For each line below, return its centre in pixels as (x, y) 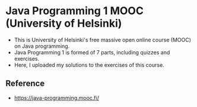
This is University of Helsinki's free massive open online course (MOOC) (102, 40)
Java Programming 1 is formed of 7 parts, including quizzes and (92, 52)
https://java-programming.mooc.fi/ (56, 98)
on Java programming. (42, 46)
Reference (25, 84)
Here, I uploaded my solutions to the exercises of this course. (89, 65)
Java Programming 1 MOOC (74, 11)
